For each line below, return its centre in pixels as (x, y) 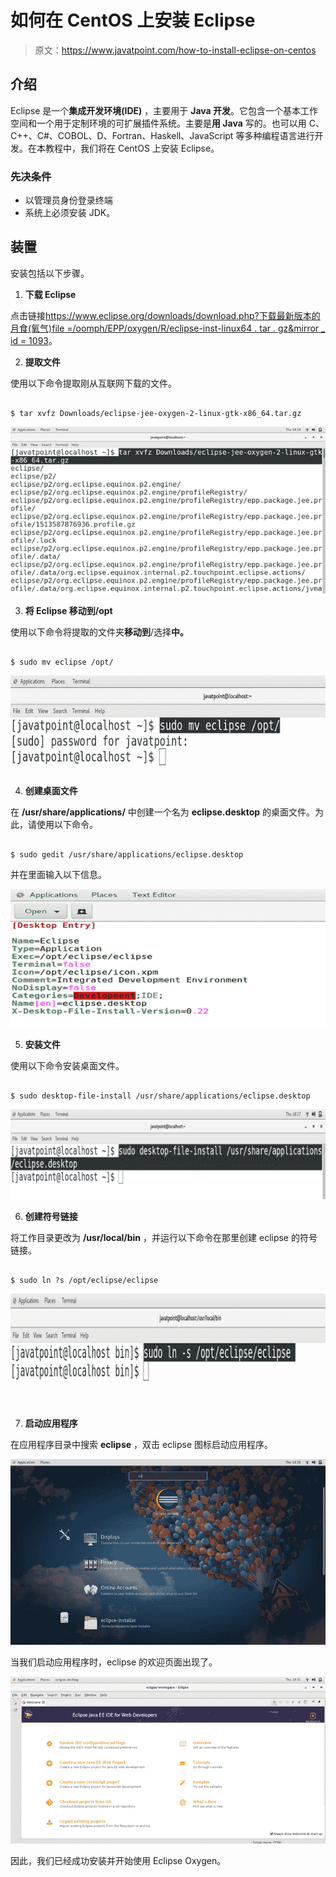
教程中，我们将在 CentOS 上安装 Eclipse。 (132, 148)
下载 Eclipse (50, 294)
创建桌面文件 (51, 791)
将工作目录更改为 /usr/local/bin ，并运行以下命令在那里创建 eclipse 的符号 (164, 1237)
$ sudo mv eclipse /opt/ (62, 662)
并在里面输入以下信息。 (58, 875)
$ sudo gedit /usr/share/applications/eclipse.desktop (127, 855)
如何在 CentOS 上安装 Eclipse (133, 20)
